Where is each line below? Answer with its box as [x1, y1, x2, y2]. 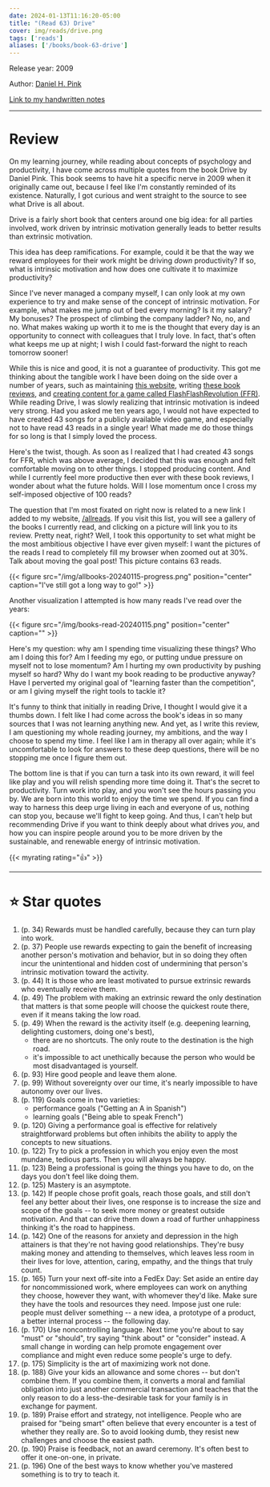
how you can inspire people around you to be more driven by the [9, 828, 223, 838]
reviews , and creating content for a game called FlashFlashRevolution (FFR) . [9, 389, 261, 399]
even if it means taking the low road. [20, 1010, 141, 1019]
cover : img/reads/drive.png [9, 26, 103, 34]
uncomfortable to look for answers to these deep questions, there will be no [9, 744, 260, 754]
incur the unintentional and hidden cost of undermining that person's [20, 959, 248, 968]
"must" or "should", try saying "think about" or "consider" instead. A [20, 1333, 247, 1343]
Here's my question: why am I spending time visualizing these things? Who [9, 644, 256, 654]
